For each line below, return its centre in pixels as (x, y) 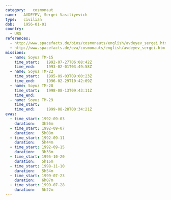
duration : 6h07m (34, 180)
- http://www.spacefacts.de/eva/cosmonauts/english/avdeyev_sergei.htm (88, 48)
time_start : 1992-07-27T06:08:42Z (53, 62)
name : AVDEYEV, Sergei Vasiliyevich (46, 15)
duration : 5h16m (34, 161)
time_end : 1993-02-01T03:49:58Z (53, 67)
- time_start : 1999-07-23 (37, 176)
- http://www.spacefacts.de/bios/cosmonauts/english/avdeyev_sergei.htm (89, 43)
